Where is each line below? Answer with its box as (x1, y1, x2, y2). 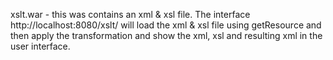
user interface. (10, 40, 71, 52)
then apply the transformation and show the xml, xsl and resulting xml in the (10, 30, 323, 41)
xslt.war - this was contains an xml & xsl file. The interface (10, 9, 251, 20)
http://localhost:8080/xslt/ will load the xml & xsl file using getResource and (10, 19, 322, 31)
